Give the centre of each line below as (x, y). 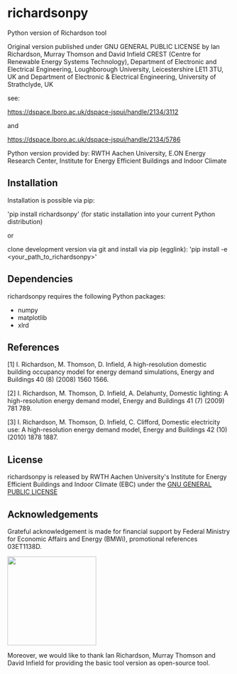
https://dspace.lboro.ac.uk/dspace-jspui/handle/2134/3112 (93, 112)
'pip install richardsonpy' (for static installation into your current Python (111, 214)
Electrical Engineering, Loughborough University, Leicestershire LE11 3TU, (115, 69)
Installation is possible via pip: (51, 200)
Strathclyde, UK (31, 84)
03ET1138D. (25, 546)
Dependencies (40, 279)
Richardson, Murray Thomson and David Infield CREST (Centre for (104, 54)
